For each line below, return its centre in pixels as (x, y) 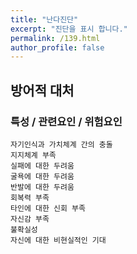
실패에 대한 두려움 (42, 166)
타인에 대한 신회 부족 (48, 208)
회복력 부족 (30, 197)
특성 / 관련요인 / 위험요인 (66, 121)
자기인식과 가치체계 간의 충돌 (61, 144)
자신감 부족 (30, 219)
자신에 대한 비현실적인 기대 (58, 240)
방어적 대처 (42, 90)
